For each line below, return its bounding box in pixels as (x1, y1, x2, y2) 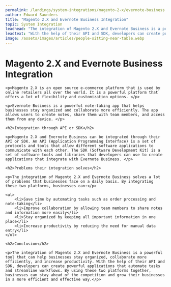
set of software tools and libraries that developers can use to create (5, 152, 163, 157)
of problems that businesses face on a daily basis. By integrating (5, 179, 154, 184)
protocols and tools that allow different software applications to (5, 143, 154, 148)
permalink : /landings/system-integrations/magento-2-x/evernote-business (5, 7, 165, 13)
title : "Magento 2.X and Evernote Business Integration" (5, 17, 129, 22)
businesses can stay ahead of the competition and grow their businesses (5, 272, 165, 277)
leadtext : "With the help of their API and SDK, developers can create (5, 31, 160, 36)
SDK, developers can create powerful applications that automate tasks (5, 263, 160, 269)
